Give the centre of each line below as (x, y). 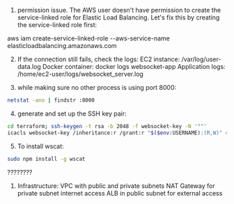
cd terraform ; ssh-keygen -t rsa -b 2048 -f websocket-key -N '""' (107, 126)
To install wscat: (40, 146)
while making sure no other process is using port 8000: (97, 87)
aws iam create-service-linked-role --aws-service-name (89, 38)
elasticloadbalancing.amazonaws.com (62, 46)
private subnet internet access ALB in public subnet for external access (120, 193)
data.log (29, 66)
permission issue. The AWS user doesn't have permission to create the (119, 10)
